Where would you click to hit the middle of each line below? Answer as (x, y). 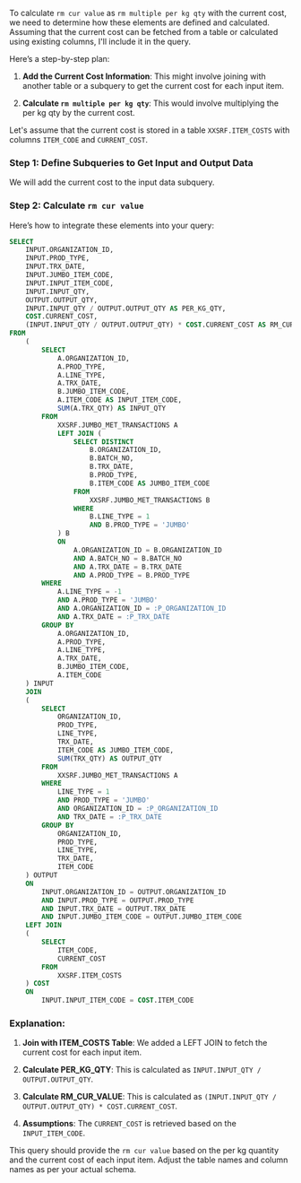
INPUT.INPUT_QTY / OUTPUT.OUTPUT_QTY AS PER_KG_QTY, (126, 309)
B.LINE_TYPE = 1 (120, 517)
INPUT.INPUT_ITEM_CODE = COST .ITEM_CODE (118, 1000)
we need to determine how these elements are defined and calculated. (140, 22)
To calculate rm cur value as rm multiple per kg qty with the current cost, (148, 13)
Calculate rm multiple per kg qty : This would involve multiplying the (150, 103)
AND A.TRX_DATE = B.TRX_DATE (127, 567)
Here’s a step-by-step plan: (60, 59)
